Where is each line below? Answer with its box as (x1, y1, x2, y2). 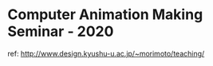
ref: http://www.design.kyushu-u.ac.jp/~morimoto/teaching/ (7, 49, 205, 58)
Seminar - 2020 (7, 22, 114, 41)
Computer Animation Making (7, 6, 203, 24)
